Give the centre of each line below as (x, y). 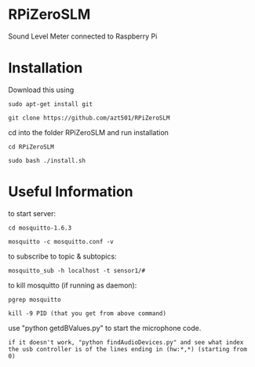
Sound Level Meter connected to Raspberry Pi (83, 36)
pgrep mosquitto (35, 299)
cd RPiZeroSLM (31, 147)
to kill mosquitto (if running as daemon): (73, 285)
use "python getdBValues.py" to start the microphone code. (105, 328)
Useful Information (71, 192)
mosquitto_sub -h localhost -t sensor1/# (77, 270)
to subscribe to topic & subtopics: (62, 256)
